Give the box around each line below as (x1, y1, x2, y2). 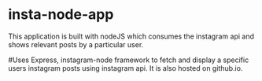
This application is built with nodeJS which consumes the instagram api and (8, 31, 254, 41)
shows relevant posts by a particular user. (8, 39, 144, 49)
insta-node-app (8, 6, 114, 24)
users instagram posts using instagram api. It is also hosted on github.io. (8, 63, 243, 72)
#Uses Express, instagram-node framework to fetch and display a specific (8, 55, 249, 64)
